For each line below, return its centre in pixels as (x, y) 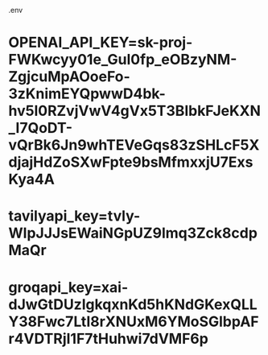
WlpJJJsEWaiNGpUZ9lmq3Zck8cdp (133, 233)
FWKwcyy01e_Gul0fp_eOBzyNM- (123, 60)
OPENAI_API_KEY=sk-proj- (101, 43)
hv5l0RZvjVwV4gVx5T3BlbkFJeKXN (135, 111)
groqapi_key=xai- (68, 287)
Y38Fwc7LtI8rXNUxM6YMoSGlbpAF (134, 322)
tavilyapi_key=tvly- (74, 216)
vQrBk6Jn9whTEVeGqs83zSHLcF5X (134, 145)
